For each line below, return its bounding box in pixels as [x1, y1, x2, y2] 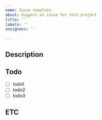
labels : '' [5, 22, 29, 27]
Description [5, 50, 43, 59]
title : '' [5, 17, 27, 22]
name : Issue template [5, 7, 52, 13]
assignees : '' [5, 27, 36, 32]
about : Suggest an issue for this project [5, 12, 97, 17]
